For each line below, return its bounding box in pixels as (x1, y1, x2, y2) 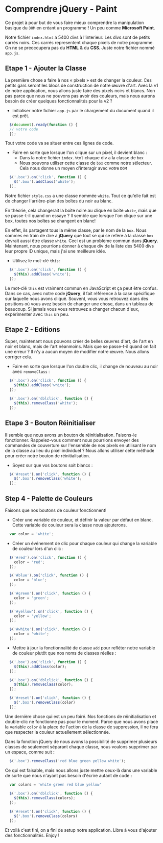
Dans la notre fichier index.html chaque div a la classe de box (19, 155, 144, 161)
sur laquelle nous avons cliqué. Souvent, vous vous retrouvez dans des (5, 296, 148, 301)
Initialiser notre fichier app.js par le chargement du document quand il (12, 107, 154, 113)
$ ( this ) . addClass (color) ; (14, 664, 67, 669)
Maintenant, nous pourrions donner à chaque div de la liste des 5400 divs (5, 243, 154, 248)
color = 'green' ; (14, 595, 49, 600)
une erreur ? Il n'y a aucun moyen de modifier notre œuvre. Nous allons (5, 349, 149, 355)
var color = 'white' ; (9, 531, 54, 536)
